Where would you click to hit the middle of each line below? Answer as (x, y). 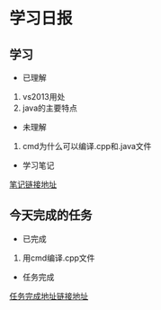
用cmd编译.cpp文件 (58, 258)
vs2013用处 (44, 97)
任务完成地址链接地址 (49, 296)
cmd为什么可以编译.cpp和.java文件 (87, 146)
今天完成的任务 (51, 215)
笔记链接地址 (33, 184)
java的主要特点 (50, 108)
